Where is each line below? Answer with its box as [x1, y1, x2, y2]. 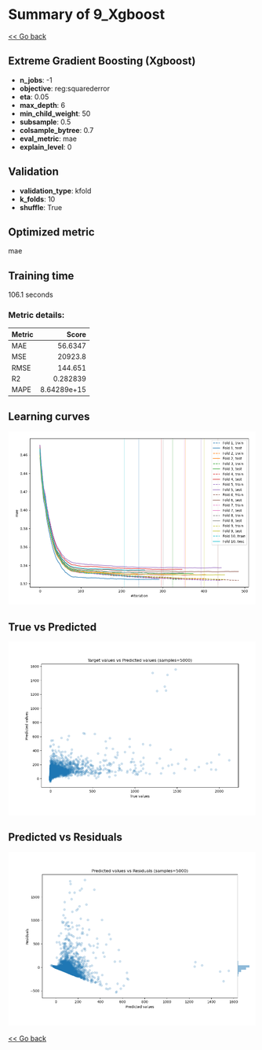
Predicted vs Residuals [8, 830, 123, 844]
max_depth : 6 [19, 100, 66, 109]
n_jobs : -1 [19, 75, 53, 84]
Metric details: [8, 309, 65, 320]
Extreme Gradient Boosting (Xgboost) [8, 54, 196, 68]
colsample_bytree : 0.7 [19, 125, 94, 135]
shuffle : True [19, 202, 63, 212]
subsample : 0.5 [19, 116, 71, 127]
